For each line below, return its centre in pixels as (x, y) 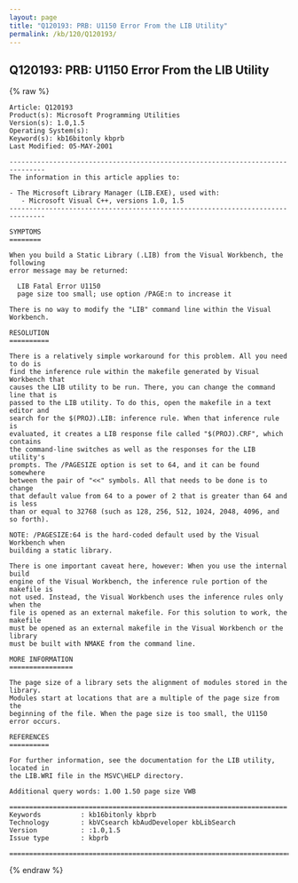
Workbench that (37, 380)
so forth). (29, 520)
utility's (27, 457)
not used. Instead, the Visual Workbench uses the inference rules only (146, 597)
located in (29, 768)
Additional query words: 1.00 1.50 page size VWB (103, 792)
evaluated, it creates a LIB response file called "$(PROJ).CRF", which (146, 434)
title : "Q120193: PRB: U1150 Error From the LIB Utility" (118, 26)
